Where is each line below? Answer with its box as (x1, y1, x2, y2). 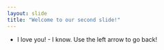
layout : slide (7, 10, 48, 17)
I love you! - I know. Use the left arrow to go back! (16, 35, 158, 43)
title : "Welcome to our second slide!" (7, 16, 121, 23)
